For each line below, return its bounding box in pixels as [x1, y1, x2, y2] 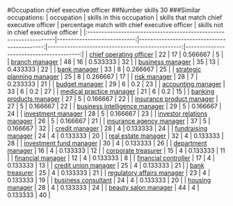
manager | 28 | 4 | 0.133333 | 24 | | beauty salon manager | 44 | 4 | [7, 184, 200, 191]
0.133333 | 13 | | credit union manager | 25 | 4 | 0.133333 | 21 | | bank [7, 161, 204, 169]
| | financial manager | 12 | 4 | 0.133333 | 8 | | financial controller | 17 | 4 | [7, 154, 216, 162]
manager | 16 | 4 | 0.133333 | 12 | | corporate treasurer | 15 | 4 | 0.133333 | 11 [7, 146, 225, 154]
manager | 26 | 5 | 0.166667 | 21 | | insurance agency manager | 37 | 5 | [7, 117, 211, 125]
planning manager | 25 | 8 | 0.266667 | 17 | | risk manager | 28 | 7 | [7, 72, 198, 81]
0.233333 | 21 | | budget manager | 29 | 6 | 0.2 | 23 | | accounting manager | [7, 80, 225, 88]
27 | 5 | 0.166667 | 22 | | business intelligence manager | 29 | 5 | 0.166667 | [7, 102, 222, 110]
